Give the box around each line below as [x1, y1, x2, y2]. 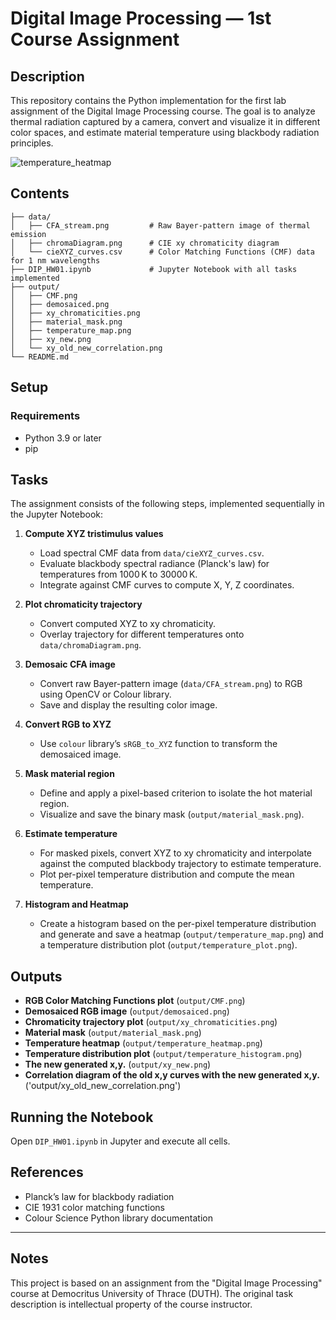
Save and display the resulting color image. [39, 699, 218, 711]
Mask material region [24, 768, 115, 780]
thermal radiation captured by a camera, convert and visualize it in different [10, 116, 321, 127]
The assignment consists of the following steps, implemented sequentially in [10, 498, 325, 510]
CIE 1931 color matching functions [24, 1201, 165, 1213]
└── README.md [10, 352, 70, 362]
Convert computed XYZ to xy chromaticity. [39, 618, 217, 630]
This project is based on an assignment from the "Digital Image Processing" [10, 1277, 323, 1289]
